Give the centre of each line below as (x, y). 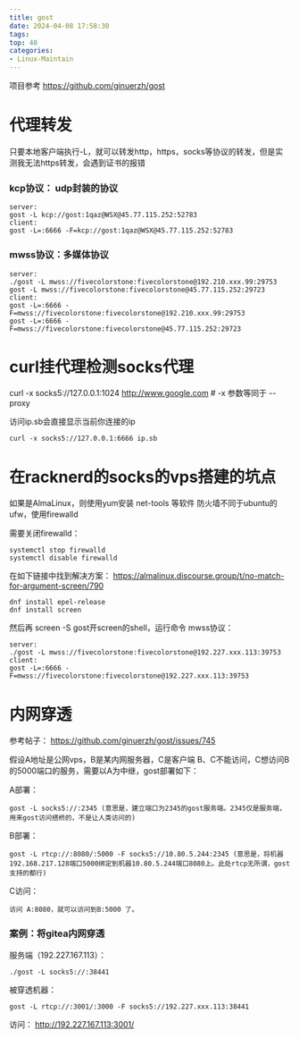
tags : (19, 34)
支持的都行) (28, 873)
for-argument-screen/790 (57, 586)
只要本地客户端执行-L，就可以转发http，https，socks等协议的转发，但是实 (146, 151)
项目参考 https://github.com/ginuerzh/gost (87, 85)
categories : (31, 51)
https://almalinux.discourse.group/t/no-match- (199, 576)
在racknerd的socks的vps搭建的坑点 (143, 477)
